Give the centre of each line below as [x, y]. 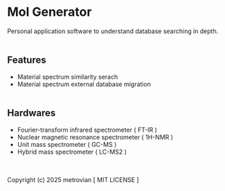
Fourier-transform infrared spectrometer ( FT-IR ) [87, 130]
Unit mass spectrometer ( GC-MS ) [67, 144]
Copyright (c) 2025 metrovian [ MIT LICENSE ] [73, 179]
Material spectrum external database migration [84, 84]
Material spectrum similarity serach [67, 77]
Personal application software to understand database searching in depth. [113, 31]
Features [27, 60]
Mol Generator [49, 12]
